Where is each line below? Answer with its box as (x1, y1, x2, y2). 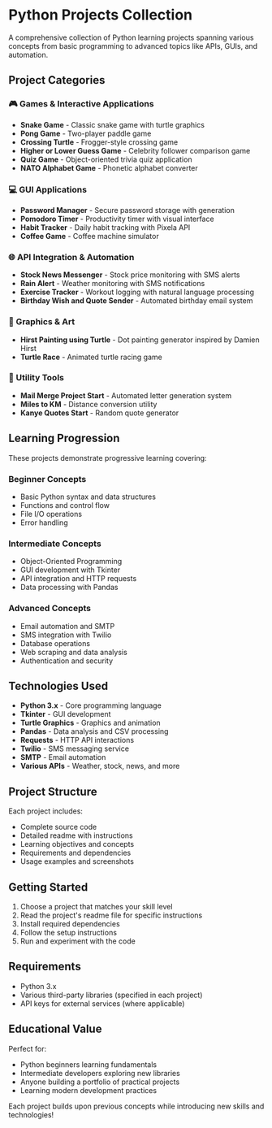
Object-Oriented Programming (19, 557, 123, 566)
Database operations (19, 638, 91, 648)
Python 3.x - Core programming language (19, 701, 162, 710)
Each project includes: (8, 806, 84, 816)
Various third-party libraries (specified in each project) (19, 990, 203, 1000)
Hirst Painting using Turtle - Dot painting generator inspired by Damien (19, 335, 260, 345)
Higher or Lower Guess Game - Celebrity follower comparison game (19, 145, 251, 155)
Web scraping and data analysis (19, 647, 127, 657)
